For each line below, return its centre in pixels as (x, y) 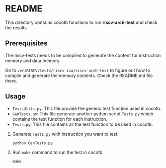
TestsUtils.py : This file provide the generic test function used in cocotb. (87, 108)
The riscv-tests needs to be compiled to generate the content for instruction (83, 55)
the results (16, 27)
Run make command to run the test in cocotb (57, 152)
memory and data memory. (33, 61)
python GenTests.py (33, 143)
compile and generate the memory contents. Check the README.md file (79, 76)
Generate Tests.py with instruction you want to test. (65, 134)
